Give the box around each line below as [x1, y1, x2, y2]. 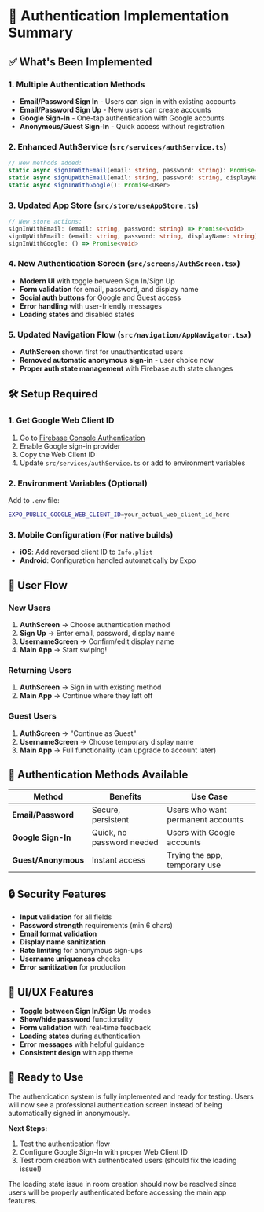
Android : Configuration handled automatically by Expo [19, 556, 196, 565]
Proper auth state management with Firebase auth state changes [19, 364, 233, 373]
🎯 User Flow [8, 578, 68, 592]
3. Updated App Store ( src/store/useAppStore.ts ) [8, 200, 199, 211]
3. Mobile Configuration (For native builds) [8, 529, 174, 540]
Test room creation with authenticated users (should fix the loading [19, 1155, 237, 1165]
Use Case [191, 791, 228, 802]
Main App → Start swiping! [19, 645, 108, 654]
